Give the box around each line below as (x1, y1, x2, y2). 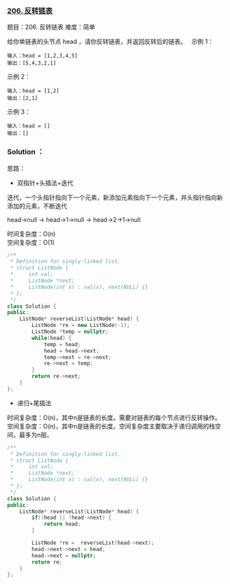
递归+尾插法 (16, 399, 52, 407)
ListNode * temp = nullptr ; (31, 328, 109, 335)
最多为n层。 (18, 430, 53, 439)
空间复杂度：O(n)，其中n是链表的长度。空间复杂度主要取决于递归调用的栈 (7, 422, 216, 430)
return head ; (43, 521, 81, 528)
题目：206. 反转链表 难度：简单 (7, 23, 96, 32)
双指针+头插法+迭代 (16, 178, 74, 186)
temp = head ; (43, 341, 81, 348)
